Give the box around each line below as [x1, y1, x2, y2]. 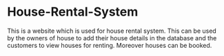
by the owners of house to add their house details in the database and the [7, 33, 217, 42]
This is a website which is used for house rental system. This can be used [7, 27, 217, 35]
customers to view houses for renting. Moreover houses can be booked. [7, 41, 212, 49]
